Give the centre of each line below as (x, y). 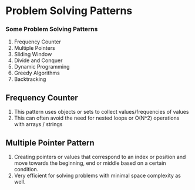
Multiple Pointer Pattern (50, 143)
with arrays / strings (38, 124)
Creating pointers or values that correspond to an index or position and (100, 157)
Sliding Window (33, 55)
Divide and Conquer (38, 60)
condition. (26, 169)
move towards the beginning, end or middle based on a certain (90, 163)
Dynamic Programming (42, 67)
